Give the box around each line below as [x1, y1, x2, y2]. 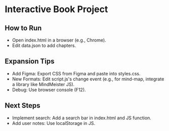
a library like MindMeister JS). [12, 81, 75, 87]
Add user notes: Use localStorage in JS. [12, 120, 96, 126]
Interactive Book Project [5, 4, 108, 15]
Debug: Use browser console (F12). [12, 86, 87, 93]
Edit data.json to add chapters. [12, 42, 76, 49]
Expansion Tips [5, 57, 55, 66]
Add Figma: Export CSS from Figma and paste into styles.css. [12, 70, 141, 76]
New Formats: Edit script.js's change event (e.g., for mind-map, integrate [12, 76, 164, 82]
